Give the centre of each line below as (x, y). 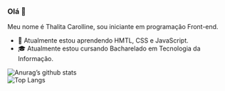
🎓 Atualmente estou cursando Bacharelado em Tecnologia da (109, 48)
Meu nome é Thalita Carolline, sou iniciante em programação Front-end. (113, 27)
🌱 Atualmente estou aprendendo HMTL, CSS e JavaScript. (103, 41)
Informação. (36, 59)
